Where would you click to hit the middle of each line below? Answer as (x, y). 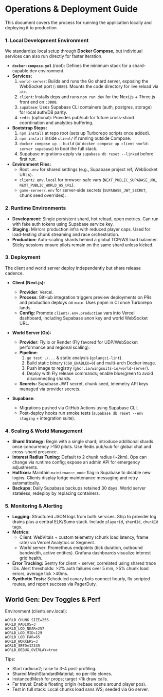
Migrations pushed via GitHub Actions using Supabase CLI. (79, 408)
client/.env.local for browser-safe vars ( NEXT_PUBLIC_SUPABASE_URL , (88, 180)
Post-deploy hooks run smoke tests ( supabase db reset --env (81, 413)
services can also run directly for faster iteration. (54, 56)
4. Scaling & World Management (44, 431)
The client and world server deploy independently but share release (73, 268)
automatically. (26, 483)
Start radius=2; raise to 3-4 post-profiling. (54, 669)
